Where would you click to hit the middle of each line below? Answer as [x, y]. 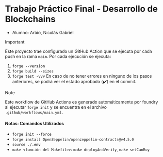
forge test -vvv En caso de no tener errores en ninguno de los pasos [82, 76]
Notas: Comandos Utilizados [34, 123]
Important [15, 42]
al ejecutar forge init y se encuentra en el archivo [56, 107]
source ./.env [26, 145]
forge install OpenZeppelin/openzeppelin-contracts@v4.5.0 [73, 140]
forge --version [28, 66]
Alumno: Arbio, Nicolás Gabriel [43, 32]
